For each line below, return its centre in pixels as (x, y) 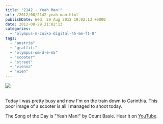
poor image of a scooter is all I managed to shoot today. (64, 106)
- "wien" (19, 72)
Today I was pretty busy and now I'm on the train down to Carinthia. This (81, 101)
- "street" (21, 62)
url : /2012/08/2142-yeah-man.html (42, 15)
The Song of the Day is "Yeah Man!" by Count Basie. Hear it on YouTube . (81, 116)
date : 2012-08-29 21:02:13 (34, 24)
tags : (11, 39)
